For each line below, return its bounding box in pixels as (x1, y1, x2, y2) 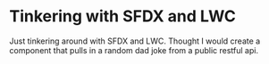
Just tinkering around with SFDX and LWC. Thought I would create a (9, 36, 261, 46)
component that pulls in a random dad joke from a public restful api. (9, 44, 259, 55)
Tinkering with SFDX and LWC (9, 6, 237, 27)
